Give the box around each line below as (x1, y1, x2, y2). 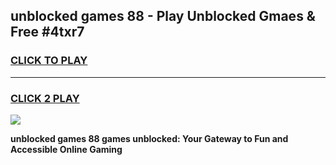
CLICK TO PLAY (10, 54, 88, 68)
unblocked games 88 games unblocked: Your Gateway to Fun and (10, 132, 289, 144)
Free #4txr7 (10, 24, 85, 41)
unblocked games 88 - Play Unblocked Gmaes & (10, 8, 316, 25)
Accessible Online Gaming (10, 143, 123, 155)
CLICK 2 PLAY (10, 91, 80, 105)
